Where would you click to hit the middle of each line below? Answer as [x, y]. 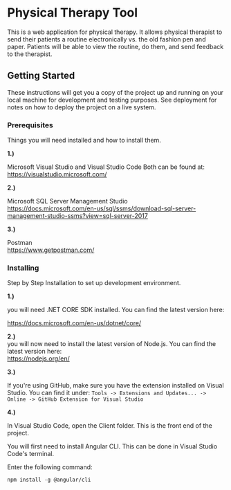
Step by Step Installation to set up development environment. [94, 283]
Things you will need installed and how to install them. [84, 140]
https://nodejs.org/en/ [39, 359]
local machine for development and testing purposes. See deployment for [112, 100]
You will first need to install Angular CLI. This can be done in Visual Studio [112, 446]
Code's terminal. [30, 454]
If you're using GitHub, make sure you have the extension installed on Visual [115, 385]
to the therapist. [30, 54]
